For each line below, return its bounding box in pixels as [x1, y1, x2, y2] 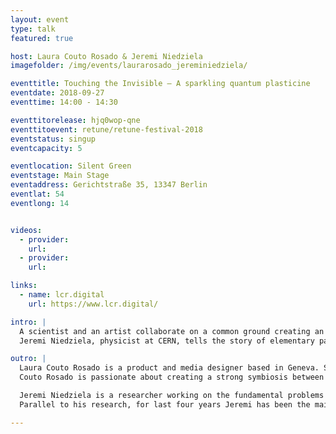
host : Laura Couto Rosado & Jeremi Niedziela [10, 51, 203, 61]
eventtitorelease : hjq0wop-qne [10, 115, 141, 125]
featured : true [10, 33, 74, 43]
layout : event [10, 14, 70, 25]
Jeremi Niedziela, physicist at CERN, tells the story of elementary [19, 336, 315, 346]
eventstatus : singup [10, 134, 97, 144]
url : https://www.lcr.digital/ [28, 299, 159, 309]
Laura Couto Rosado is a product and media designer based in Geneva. [19, 363, 320, 373]
